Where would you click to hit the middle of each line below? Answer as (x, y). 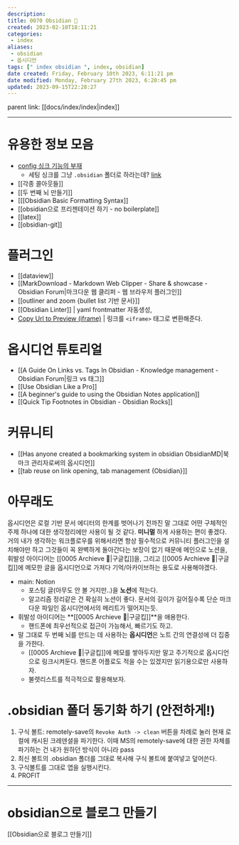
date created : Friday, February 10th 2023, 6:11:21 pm (90, 73)
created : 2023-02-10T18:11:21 (52, 27)
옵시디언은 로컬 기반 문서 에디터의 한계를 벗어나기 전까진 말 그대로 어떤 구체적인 (117, 523)
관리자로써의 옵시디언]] (63, 463)
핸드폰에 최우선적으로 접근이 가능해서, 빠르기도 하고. (100, 626)
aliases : (20, 47)
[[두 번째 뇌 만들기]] (45, 192)
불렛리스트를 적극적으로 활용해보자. (77, 679)
